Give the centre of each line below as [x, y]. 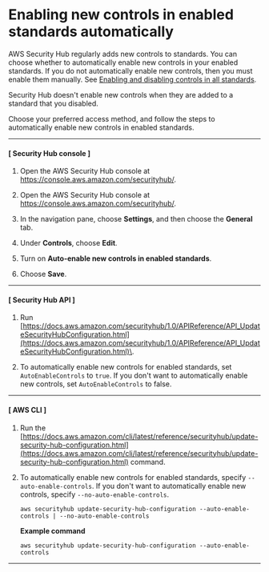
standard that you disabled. [53, 103]
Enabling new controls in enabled [121, 15]
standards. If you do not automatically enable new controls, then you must [130, 70]
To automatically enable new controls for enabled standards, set [126, 367]
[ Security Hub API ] [42, 300]
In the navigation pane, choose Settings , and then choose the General [136, 219]
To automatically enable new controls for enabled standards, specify [133, 477]
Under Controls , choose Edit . [68, 243]
